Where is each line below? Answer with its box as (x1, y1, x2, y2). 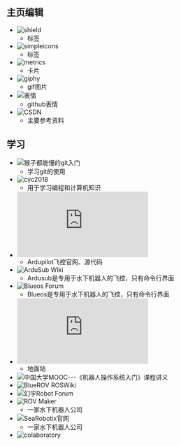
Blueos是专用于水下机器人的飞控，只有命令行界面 (27, 289, 170, 298)
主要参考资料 (27, 116, 64, 124)
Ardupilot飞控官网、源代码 (27, 257, 103, 266)
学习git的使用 (27, 167, 66, 175)
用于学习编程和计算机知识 (27, 183, 101, 192)
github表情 (27, 100, 59, 108)
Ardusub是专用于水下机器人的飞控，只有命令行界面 (27, 273, 175, 282)
